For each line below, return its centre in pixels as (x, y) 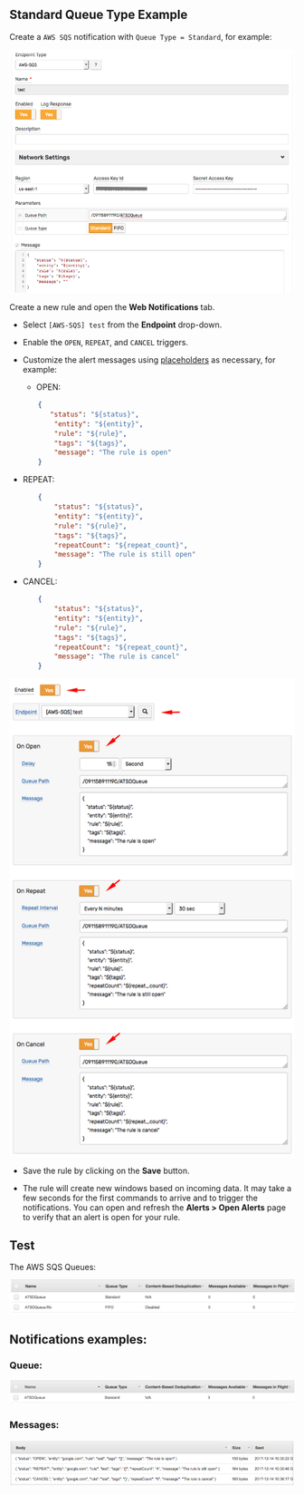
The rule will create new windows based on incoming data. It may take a (157, 1188)
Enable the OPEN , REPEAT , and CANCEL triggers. (105, 342)
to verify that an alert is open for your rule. (101, 1217)
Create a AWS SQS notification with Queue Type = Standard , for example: (141, 36)
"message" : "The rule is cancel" (117, 656)
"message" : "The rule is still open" (125, 555)
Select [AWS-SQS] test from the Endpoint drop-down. (122, 325)
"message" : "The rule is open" (113, 452)
